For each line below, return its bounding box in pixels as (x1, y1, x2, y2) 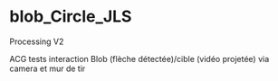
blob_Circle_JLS (9, 6, 132, 27)
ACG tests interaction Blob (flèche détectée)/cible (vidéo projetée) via (9, 53, 270, 64)
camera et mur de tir (9, 63, 86, 74)
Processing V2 (9, 36, 64, 47)
